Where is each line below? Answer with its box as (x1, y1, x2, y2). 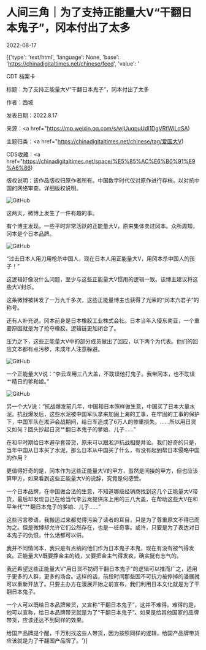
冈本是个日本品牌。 (6, 230, 55, 237)
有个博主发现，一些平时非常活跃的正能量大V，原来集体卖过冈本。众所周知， (6, 222, 198, 230)
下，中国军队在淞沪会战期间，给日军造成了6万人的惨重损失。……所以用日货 (6, 418, 196, 425)
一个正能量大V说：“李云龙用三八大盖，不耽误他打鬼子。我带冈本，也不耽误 (6, 370, 195, 377)
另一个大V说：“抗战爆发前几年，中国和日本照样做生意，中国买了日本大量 (6, 402, 190, 410)
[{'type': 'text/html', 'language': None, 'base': (6, 53, 120, 61)
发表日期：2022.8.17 (6, 111, 58, 119)
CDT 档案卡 (6, 72, 36, 80)
